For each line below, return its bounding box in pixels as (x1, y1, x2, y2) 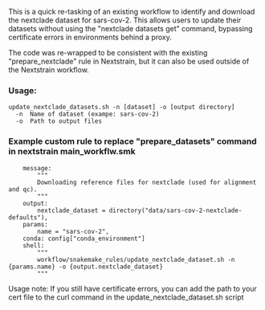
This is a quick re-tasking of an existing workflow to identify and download (8, 7, 255, 16)
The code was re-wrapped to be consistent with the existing (8, 48, 208, 57)
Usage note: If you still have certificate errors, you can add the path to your (8, 283, 257, 293)
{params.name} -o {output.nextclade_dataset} (8, 263, 163, 271)
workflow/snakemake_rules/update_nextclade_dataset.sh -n (37, 255, 235, 263)
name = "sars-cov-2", (37, 227, 110, 235)
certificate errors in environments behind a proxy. (8, 32, 173, 42)
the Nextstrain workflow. (8, 65, 90, 75)
